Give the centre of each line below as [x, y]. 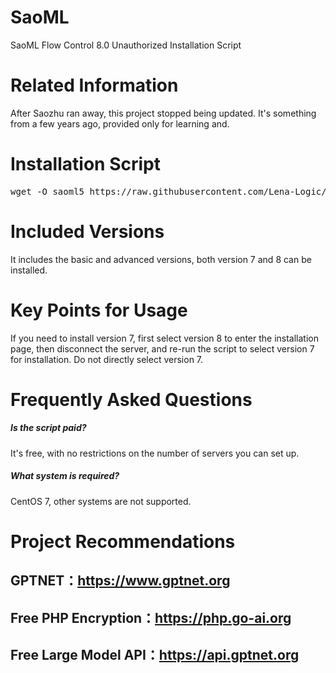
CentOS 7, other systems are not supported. [101, 501]
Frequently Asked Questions [131, 399]
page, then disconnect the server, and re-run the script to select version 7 [162, 348]
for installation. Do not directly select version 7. [107, 359]
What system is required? [65, 476]
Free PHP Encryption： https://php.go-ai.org [151, 617]
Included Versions [87, 232]
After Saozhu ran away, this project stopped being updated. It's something [163, 113]
